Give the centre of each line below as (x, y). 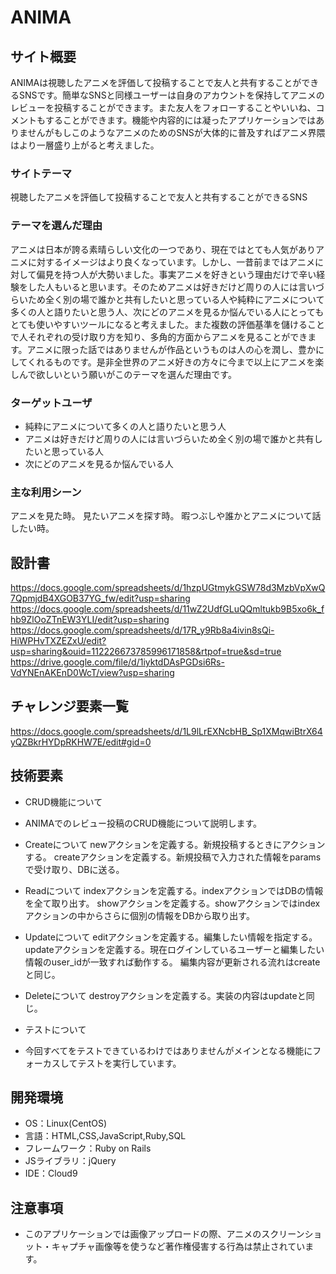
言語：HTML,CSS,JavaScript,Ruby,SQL (105, 1136)
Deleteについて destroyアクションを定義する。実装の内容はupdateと (165, 995)
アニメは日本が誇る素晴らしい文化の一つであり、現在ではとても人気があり (163, 249)
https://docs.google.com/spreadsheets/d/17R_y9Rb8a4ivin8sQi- (142, 630)
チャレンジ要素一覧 (69, 706)
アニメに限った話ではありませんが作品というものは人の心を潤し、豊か (171, 349)
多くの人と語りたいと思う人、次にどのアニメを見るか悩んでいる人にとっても (167, 312)
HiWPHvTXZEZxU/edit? (58, 640)
